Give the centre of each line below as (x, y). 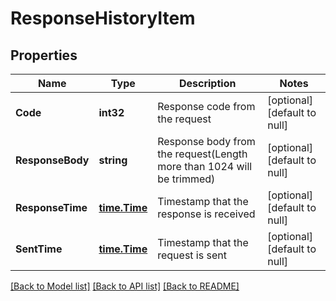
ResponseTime (51, 207)
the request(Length (202, 154)
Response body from (206, 141)
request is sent (192, 255)
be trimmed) (186, 179)
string (113, 160)
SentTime (39, 249)
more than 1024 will (205, 166)
